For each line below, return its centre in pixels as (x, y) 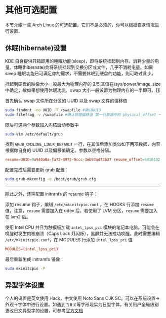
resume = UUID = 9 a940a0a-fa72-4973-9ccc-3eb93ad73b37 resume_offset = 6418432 (83, 160)
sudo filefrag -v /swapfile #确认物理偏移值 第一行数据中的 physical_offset (81, 114)
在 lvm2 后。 (18, 217)
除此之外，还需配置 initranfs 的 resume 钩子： (52, 194)
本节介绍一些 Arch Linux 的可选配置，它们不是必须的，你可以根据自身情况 (80, 25)
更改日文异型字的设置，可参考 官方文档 (44, 311)
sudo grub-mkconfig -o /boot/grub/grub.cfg (51, 179)
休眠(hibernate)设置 (36, 48)
